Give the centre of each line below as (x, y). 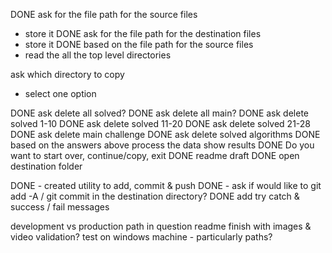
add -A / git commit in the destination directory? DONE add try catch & (155, 196)
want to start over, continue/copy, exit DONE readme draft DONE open (155, 155)
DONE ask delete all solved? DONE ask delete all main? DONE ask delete (160, 113)
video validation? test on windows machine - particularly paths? (141, 237)
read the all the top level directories (98, 55)
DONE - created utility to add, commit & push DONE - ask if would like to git (166, 185)
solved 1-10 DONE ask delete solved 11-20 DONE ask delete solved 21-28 (161, 123)
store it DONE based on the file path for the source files (139, 44)
